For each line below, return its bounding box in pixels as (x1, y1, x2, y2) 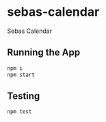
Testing (7, 90, 40, 101)
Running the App (7, 47, 81, 58)
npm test (7, 108, 32, 115)
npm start (7, 71, 36, 78)
